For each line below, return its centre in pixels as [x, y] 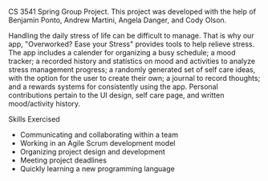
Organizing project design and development [93, 152]
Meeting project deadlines [63, 160]
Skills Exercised [34, 119]
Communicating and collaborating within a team [99, 135]
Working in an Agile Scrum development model [97, 143]
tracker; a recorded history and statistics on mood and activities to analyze [132, 61]
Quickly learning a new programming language [97, 169]
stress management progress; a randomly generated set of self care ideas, [132, 70]
